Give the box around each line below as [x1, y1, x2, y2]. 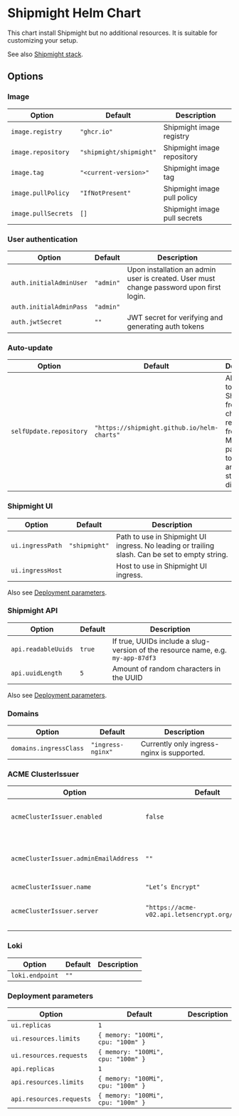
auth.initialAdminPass [11, 302, 87, 311]
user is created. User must [127, 273, 216, 283]
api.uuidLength [11, 669, 63, 677]
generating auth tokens [127, 321, 205, 331]
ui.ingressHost [11, 566, 63, 574]
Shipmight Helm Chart [7, 5, 142, 21]
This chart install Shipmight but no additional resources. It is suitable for [7, 28, 218, 37]
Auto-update [7, 343, 53, 353]
